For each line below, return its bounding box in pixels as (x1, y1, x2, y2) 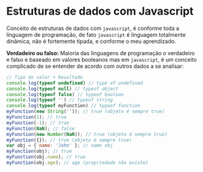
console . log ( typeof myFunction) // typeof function (6, 103, 140, 109)
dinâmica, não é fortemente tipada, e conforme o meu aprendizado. (6, 37, 176, 45)
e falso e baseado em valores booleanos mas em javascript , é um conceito (6, 56, 197, 63)
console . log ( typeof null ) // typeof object (6, 86, 119, 92)
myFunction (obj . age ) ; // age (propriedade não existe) (6, 160, 149, 166)
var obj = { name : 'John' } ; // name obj (6, 143, 113, 149)
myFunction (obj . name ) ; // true (6, 154, 86, 160)
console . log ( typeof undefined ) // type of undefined (6, 80, 143, 86)
